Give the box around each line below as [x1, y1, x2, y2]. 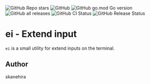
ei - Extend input [5, 28, 77, 40]
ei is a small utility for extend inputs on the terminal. [5, 45, 115, 51]
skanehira [5, 73, 27, 79]
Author [5, 60, 28, 69]
